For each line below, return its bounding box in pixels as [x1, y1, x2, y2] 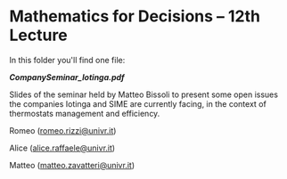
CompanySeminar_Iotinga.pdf [9, 71, 125, 82]
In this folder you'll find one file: [9, 54, 126, 65]
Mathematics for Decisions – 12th [9, 6, 261, 27]
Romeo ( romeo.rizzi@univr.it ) [9, 125, 117, 135]
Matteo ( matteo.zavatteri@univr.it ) [9, 159, 135, 170]
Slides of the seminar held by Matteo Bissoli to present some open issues [9, 89, 279, 100]
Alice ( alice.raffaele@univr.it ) [9, 142, 116, 153]
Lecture [9, 25, 69, 45]
